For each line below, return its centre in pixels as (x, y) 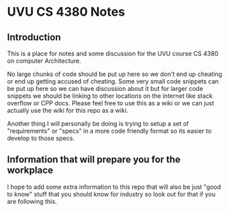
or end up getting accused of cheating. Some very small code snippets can (113, 81)
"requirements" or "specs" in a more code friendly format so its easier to (109, 131)
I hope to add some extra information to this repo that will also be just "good (114, 187)
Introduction (34, 37)
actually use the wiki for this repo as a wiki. (68, 110)
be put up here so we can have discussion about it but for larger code (105, 89)
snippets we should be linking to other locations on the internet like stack (110, 96)
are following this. (32, 201)
